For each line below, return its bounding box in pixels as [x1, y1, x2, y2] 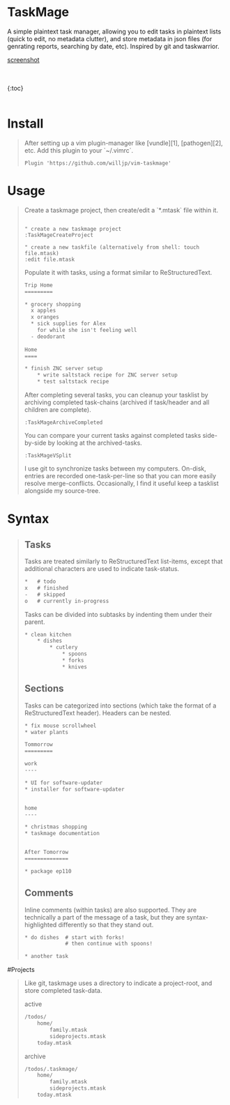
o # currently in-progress [24, 597, 109, 604]
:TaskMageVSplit [24, 452, 72, 459]
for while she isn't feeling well [37, 327, 137, 334]
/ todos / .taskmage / [24, 1065, 78, 1072]
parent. [24, 618, 45, 626]
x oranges [31, 314, 59, 321]
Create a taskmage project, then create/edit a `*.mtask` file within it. [24, 206, 218, 214]
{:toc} [7, 84, 24, 92]
